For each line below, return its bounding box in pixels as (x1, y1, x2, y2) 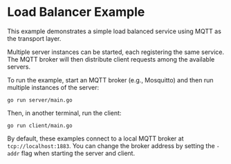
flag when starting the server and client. (21, 149, 136, 157)
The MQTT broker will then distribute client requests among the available (7, 55, 215, 63)
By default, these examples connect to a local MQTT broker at (7, 134, 184, 143)
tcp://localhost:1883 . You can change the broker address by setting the (7, 141, 216, 149)
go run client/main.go (7, 122, 73, 129)
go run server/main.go (7, 96, 73, 104)
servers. (7, 62, 31, 71)
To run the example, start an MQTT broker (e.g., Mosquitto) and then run (7, 75, 214, 84)
